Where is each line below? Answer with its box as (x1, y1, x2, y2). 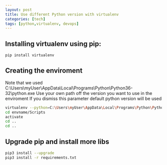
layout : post (5, 7, 32, 12)
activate (5, 114, 23, 119)
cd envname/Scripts (5, 110, 46, 115)
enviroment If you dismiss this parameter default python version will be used (5, 95, 162, 101)
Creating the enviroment (5, 67, 83, 75)
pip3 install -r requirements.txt (5, 155, 77, 160)
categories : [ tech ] (5, 16, 46, 21)
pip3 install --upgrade (5, 150, 55, 156)
